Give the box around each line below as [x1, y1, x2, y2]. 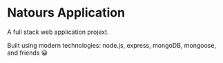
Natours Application [7, 5, 126, 21]
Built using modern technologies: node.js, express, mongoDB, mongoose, [7, 41, 216, 49]
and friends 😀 [7, 48, 48, 57]
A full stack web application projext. [7, 28, 109, 36]
